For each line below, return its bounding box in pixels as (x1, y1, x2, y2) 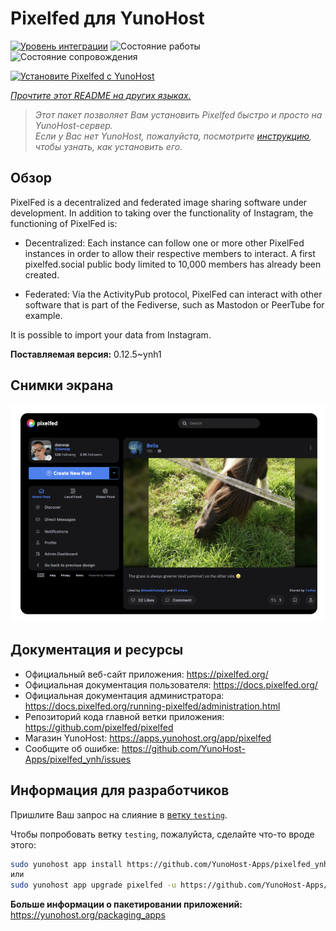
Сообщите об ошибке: (24, 742, 120, 754)
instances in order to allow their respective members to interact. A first (24, 247, 316, 259)
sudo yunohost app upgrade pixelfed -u (10, 880, 177, 891)
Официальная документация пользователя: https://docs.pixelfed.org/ (24, 678, 318, 691)
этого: (10, 838, 37, 851)
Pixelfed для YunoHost (10, 7, 205, 30)
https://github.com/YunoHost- (121, 742, 246, 754)
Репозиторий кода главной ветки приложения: (24, 710, 225, 722)
